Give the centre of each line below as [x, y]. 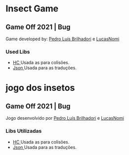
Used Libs [18, 52]
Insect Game [32, 9]
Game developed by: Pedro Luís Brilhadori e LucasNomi [63, 39]
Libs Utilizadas [24, 131]
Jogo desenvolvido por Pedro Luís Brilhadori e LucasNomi [65, 118]
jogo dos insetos [40, 88]
